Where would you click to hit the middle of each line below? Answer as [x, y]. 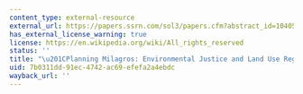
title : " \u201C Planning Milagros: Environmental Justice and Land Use [145, 59]
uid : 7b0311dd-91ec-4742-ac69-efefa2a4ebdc [92, 68]
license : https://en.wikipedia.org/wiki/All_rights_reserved [127, 43]
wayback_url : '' [40, 76]
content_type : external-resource [72, 17]
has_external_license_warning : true [78, 34]
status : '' [30, 51]
